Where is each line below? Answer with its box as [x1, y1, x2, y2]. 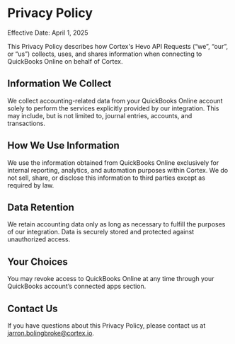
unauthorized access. [7, 235, 71, 243]
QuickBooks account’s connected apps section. [7, 282, 147, 291]
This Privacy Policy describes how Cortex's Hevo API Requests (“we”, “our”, [7, 42, 229, 50]
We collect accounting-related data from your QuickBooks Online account [7, 96, 223, 105]
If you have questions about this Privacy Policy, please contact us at [7, 321, 206, 330]
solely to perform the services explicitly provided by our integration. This [7, 104, 219, 113]
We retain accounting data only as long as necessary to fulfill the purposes [7, 220, 226, 229]
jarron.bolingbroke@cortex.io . [7, 329, 94, 337]
